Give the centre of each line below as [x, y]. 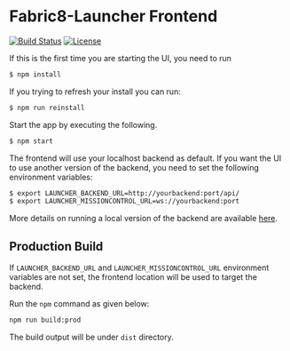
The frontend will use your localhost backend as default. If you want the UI [145, 158]
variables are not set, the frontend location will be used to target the [133, 277]
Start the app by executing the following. [83, 124]
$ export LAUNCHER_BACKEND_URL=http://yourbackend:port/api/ [125, 193]
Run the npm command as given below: [79, 304]
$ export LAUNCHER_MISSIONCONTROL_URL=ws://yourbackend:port [125, 202]
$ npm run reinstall [47, 108]
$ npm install [35, 74]
